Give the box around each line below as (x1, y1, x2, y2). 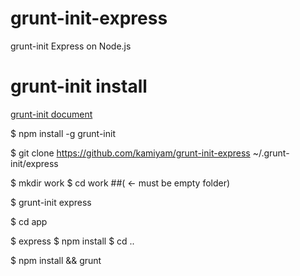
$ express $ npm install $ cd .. (10, 235, 135, 247)
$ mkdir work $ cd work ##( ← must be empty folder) (10, 177, 231, 189)
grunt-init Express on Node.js (10, 40, 132, 52)
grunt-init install (10, 75, 148, 98)
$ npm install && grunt (10, 254, 102, 266)
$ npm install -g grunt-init (10, 127, 116, 139)
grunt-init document (10, 108, 93, 120)
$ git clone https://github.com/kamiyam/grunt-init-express (10, 147, 251, 159)
